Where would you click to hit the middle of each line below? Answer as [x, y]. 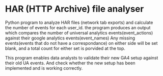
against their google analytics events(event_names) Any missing [70, 38]
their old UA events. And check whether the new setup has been [70, 63]
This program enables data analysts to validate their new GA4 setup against [82, 57]
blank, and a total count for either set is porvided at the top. [65, 48]
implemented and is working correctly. [44, 68]
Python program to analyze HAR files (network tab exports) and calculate [79, 22]
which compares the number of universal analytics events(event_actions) [79, 33]
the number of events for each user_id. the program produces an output [78, 27]
